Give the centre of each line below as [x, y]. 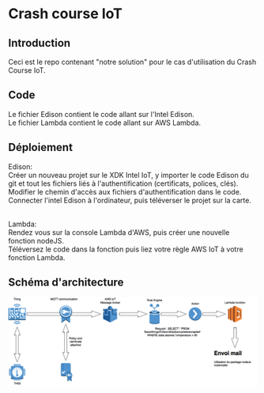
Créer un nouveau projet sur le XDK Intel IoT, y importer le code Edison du [128, 175]
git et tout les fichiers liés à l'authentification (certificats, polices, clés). [123, 183]
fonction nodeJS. [36, 240]
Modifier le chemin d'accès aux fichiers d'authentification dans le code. [125, 191]
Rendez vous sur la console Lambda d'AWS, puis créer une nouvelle [119, 232]
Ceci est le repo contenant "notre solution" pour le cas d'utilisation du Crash [132, 62]
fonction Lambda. [37, 257]
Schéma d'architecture [66, 283]
